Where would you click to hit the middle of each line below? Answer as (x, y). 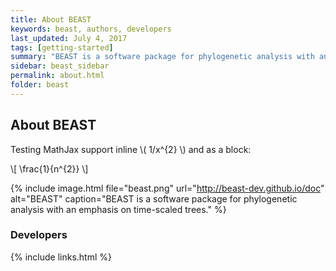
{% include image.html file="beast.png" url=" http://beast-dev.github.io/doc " (167, 188)
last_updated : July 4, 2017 (69, 38)
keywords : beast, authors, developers (91, 29)
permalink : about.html (57, 76)
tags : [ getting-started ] (62, 47)
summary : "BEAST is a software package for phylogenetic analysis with (162, 57)
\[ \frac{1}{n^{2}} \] (49, 168)
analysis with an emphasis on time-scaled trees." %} (118, 209)
